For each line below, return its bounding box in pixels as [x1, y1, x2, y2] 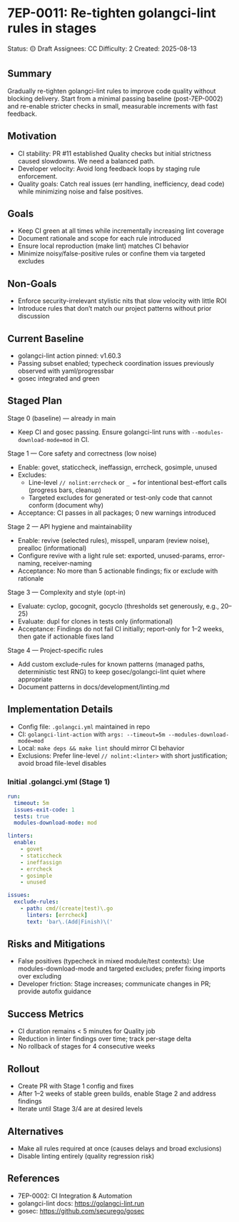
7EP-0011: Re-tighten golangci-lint [7, 5, 216, 21]
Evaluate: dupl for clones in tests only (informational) [17, 616, 173, 626]
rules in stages [7, 20, 97, 36]
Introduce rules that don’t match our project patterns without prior [17, 304, 212, 313]
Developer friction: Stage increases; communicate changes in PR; [17, 980, 211, 988]
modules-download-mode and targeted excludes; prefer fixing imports [17, 964, 226, 973]
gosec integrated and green [17, 374, 100, 383]
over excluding [17, 972, 62, 981]
